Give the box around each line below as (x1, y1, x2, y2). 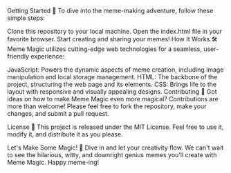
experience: (30, 52, 64, 60)
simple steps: (7, 14, 46, 22)
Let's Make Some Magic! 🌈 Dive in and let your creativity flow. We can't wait (7, 143, 224, 152)
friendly (7, 52, 30, 60)
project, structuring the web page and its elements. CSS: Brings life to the (7, 80, 216, 88)
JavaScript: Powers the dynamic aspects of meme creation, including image (7, 65, 224, 74)
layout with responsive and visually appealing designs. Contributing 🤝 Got (7, 88, 217, 96)
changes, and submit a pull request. (7, 110, 109, 117)
